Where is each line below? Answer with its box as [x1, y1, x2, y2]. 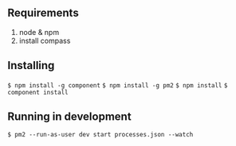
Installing [7, 59, 55, 72]
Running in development [7, 110, 132, 124]
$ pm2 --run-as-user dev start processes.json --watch [7, 131, 194, 139]
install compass [18, 36, 71, 45]
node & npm [18, 27, 60, 36]
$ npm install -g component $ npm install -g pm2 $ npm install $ [7, 81, 228, 90]
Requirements [7, 6, 79, 20]
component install [7, 88, 69, 96]
